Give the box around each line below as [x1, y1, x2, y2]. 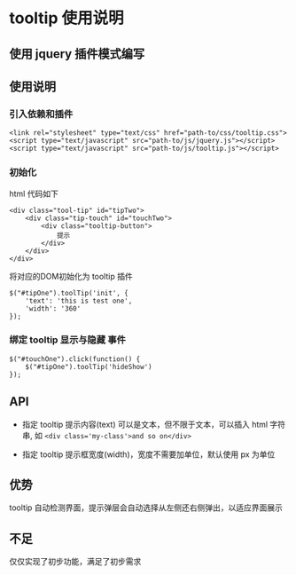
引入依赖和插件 [9, 107, 74, 120]
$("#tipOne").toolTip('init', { [9, 288, 129, 297]
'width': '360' [25, 303, 82, 313]
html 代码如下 [9, 188, 59, 199]
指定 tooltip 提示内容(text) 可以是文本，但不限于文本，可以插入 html [21, 419, 269, 429]
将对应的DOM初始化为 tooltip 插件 [9, 271, 133, 281]
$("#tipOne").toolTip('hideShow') [25, 362, 152, 371]
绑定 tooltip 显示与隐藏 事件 [9, 334, 127, 346]
